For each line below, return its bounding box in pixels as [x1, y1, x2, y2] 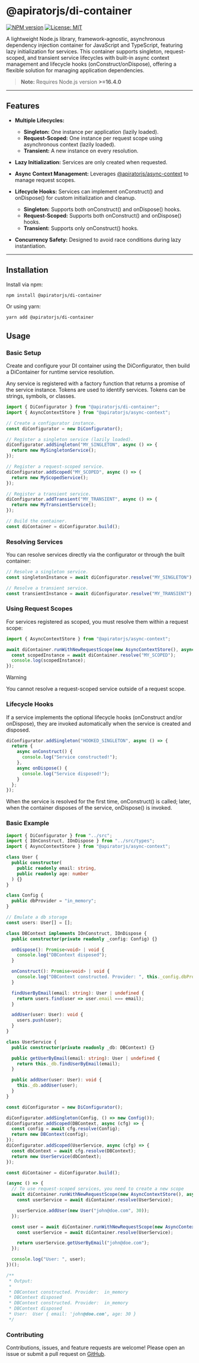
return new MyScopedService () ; [11, 474, 89, 481]
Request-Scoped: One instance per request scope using [23, 135, 163, 142]
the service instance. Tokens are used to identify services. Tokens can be [6, 387, 186, 393]
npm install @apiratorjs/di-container [6, 292, 102, 298]
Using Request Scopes [6, 605, 73, 613]
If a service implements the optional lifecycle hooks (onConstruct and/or [6, 713, 182, 721]
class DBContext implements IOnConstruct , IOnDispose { [6, 930, 147, 936]
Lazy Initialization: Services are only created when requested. [14, 158, 168, 165]
